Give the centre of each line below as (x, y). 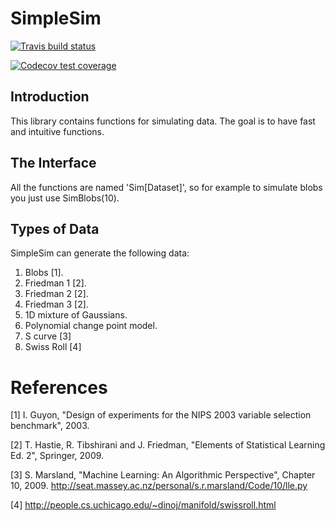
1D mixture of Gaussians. (76, 315)
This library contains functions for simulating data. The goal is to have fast (163, 121)
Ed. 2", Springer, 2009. (57, 456)
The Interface (53, 163)
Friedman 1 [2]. (55, 283)
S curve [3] (48, 336)
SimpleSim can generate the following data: (100, 253)
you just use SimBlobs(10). (65, 198)
